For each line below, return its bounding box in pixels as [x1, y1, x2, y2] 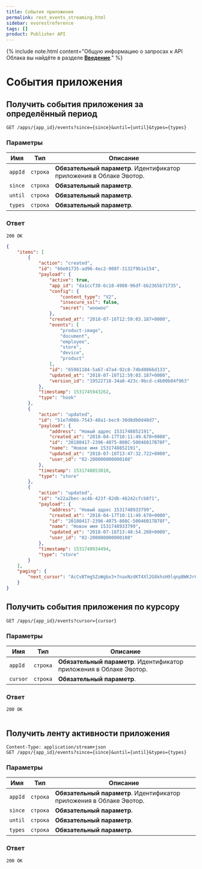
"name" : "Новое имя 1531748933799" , [49, 524, 141, 530]
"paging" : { [17, 568, 47, 574]
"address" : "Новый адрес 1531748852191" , [49, 428, 155, 434]
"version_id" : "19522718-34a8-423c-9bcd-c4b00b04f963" [49, 378, 189, 384]
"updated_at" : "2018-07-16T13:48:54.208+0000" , [49, 529, 171, 535]
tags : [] [6, 25, 28, 32]
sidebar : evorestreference [6, 20, 74, 26]
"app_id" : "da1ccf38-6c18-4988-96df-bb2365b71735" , [49, 283, 182, 289]
